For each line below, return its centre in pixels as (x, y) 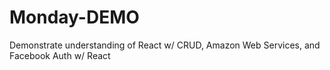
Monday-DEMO (74, 17)
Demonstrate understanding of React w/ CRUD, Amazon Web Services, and (165, 45)
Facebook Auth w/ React (60, 55)
